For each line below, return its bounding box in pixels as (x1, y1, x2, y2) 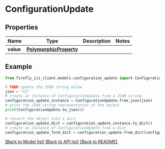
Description (82, 38, 111, 44)
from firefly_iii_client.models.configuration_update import (5, 75, 133, 81)
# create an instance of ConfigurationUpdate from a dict (5, 125, 126, 130)
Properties (5, 23, 38, 31)
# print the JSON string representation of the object (5, 103, 120, 108)
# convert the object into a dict (5, 116, 76, 121)
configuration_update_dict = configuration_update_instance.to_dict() (5, 120, 153, 126)
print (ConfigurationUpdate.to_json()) (5, 107, 84, 113)
